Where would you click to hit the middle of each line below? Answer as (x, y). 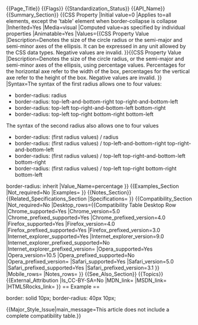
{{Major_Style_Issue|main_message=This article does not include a (88, 309)
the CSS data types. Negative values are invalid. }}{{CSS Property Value (94, 52)
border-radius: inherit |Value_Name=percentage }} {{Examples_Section (92, 186)
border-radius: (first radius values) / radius (66, 137)
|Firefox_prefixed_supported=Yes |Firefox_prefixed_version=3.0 (83, 230)
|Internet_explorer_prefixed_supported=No (58, 243)
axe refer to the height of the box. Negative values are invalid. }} (84, 77)
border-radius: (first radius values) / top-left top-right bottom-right (95, 168)
